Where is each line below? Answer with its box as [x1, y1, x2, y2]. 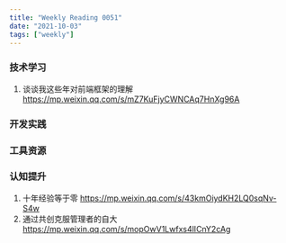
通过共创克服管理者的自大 [22, 213, 118, 224]
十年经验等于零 [22, 193, 78, 203]
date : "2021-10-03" [9, 22, 83, 31]
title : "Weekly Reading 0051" [9, 13, 123, 22]
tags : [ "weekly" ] [9, 30, 75, 39]
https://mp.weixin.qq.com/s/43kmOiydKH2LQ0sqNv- [79, 193, 277, 203]
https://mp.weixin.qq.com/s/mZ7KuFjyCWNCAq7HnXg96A [22, 94, 240, 104]
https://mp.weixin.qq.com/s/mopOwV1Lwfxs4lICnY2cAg [22, 223, 231, 234]
